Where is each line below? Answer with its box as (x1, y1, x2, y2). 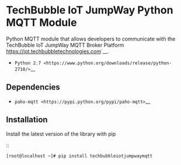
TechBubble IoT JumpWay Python (6, 4, 173, 17)
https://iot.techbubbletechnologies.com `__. (6, 47, 109, 54)
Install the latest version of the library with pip (6, 130, 116, 137)
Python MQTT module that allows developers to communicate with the (6, 35, 176, 42)
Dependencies (6, 82, 60, 92)
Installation (6, 115, 48, 125)
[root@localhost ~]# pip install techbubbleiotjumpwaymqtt (6, 153, 153, 159)
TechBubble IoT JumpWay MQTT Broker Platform (6, 42, 124, 49)
